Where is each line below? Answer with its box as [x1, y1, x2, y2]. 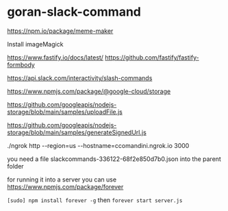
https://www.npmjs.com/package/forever [7, 182, 124, 190]
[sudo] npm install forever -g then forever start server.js [7, 196, 183, 204]
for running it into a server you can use [7, 175, 117, 184]
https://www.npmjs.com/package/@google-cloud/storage [7, 87, 171, 95]
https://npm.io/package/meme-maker [7, 27, 114, 35]
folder [7, 162, 24, 170]
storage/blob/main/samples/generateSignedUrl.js [7, 128, 147, 136]
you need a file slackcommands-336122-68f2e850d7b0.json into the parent [7, 155, 221, 163]
